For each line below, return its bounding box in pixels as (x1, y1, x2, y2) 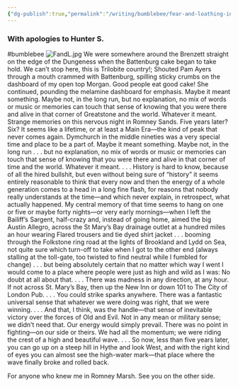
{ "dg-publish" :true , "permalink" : (7, 10, 106, 18)
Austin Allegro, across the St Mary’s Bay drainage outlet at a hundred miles (7, 222, 226, 231)
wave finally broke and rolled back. (7, 358, 110, 366)
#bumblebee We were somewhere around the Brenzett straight (7, 50, 229, 58)
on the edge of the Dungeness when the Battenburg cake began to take (7, 57, 217, 66)
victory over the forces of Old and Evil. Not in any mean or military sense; (7, 313, 221, 321)
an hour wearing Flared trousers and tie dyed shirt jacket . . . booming (7, 230, 211, 238)
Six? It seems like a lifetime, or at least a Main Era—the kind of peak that (7, 125, 217, 133)
